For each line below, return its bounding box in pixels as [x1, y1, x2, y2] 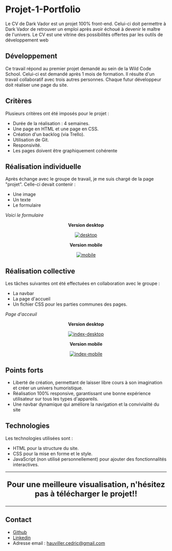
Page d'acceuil [5, 311, 37, 318]
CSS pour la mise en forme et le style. [12, 450, 93, 457]
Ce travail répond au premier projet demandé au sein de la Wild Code [5, 65, 152, 71]
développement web [5, 37, 49, 43]
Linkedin [12, 535, 31, 541]
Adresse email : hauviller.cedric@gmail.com [12, 540, 105, 546]
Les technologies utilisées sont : [5, 435, 73, 441]
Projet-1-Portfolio [5, 4, 81, 15]
